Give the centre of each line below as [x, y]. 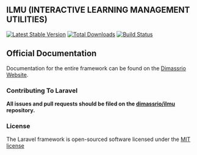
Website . [17, 74]
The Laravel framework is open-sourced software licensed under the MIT [99, 139]
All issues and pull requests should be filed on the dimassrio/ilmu [91, 104]
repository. [21, 110]
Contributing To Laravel [42, 90]
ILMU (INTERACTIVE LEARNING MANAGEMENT [98, 10]
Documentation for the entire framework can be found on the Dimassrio [96, 68]
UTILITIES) [27, 20]
